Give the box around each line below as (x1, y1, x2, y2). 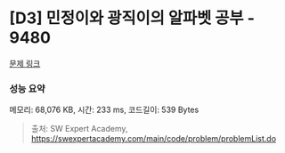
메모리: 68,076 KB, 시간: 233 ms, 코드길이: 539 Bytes (9, 104, 199, 116)
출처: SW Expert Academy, (30, 124, 128, 134)
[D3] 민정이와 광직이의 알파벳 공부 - (9, 8, 256, 28)
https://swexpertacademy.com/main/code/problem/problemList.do (30, 133, 277, 144)
